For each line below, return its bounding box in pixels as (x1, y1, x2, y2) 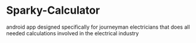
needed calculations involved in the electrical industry (6, 29, 139, 36)
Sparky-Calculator (6, 4, 100, 17)
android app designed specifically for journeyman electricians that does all (6, 23, 190, 30)
